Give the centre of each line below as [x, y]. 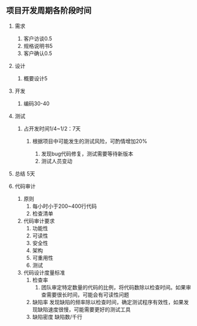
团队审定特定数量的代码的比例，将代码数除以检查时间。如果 [114, 287]
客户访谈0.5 [38, 38]
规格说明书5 [38, 45]
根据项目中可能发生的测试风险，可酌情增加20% [90, 141]
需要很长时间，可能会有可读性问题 [88, 295]
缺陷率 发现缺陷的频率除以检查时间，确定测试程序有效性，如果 [108, 302]
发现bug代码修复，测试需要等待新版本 [87, 154]
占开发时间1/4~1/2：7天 [52, 128]
